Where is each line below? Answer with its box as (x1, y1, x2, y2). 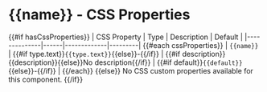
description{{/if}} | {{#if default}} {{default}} (94, 58, 243, 67)
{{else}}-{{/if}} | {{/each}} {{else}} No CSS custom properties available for (8, 66, 253, 75)
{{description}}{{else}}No (8, 58, 93, 67)
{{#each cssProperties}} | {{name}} (142, 40, 259, 50)
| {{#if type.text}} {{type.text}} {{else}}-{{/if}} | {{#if (8, 49, 181, 58)
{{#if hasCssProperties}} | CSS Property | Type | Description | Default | (8, 32, 244, 42)
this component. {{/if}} (8, 74, 83, 84)
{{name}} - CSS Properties (8, 6, 191, 24)
